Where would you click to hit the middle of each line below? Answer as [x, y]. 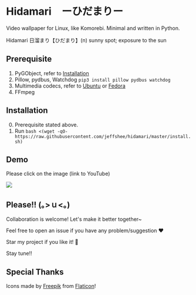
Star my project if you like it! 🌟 [42, 242]
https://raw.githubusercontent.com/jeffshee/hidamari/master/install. [103, 136]
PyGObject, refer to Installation [52, 73]
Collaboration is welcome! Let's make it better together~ [74, 219]
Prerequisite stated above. [46, 125]
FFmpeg [25, 92]
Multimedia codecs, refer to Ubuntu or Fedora [70, 86]
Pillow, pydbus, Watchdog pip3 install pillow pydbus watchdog [92, 79]
